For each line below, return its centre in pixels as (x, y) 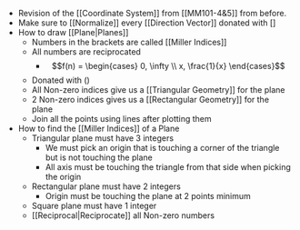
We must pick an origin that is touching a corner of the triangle (162, 148)
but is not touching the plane (99, 157)
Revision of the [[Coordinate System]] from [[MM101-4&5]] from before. (152, 13)
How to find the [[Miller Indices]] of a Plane (99, 128)
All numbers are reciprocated (86, 52)
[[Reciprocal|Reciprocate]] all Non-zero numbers (123, 215)
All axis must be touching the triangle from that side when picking (168, 167)
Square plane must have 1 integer (94, 205)
